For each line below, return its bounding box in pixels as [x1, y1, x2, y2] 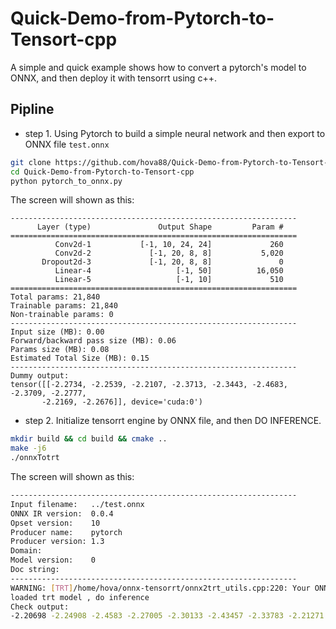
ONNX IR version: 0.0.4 [10, 508, 114, 519]
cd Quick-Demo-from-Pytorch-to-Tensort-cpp [10, 167, 195, 177]
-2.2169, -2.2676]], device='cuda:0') [41, 397, 203, 407]
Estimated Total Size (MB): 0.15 [10, 353, 150, 364]
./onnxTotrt [10, 453, 60, 463]
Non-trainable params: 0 [10, 310, 114, 320]
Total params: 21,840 [10, 292, 101, 302]
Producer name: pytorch [10, 527, 123, 537]
